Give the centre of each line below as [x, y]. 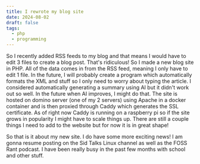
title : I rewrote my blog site [45, 12]
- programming [29, 39]
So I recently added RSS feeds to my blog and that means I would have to [96, 56]
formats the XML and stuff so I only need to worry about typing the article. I [99, 81]
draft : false [22, 22]
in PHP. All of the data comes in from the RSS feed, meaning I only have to [97, 68]
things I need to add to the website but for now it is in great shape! [87, 125]
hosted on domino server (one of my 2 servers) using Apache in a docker [96, 100]
